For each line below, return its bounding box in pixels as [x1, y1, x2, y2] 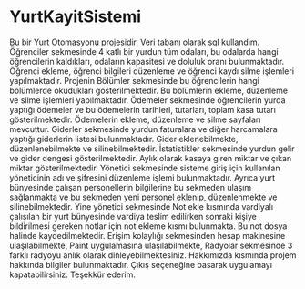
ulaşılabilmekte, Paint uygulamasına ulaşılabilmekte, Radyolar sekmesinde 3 [9, 240, 293, 251]
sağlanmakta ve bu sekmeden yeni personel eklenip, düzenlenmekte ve [9, 191, 278, 202]
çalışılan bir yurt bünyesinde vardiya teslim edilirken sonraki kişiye [9, 211, 257, 222]
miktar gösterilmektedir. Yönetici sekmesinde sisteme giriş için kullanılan [9, 162, 280, 173]
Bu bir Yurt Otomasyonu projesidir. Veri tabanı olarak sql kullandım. [9, 36, 260, 47]
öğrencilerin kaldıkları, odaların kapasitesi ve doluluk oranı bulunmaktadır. [9, 56, 285, 67]
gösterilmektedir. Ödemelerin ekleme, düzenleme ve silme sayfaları [9, 114, 261, 125]
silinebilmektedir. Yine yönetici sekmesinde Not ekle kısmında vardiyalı [9, 201, 274, 212]
